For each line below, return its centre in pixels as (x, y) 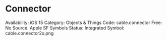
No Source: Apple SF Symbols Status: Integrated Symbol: (65, 27)
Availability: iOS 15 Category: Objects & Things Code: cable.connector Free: (84, 22)
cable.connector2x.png (30, 33)
